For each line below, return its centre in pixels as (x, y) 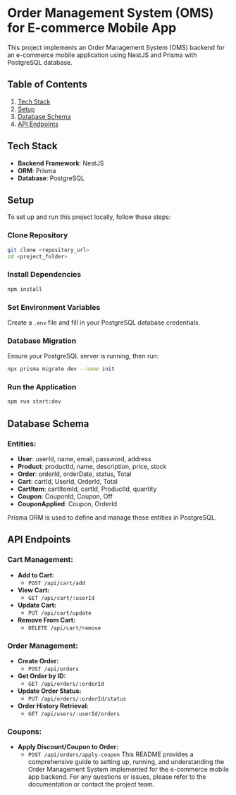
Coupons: (25, 732)
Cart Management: (41, 560)
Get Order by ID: (42, 676)
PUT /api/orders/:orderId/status (77, 699)
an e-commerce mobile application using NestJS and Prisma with (102, 55)
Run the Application (42, 387)
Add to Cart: (36, 575)
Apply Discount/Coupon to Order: (68, 747)
